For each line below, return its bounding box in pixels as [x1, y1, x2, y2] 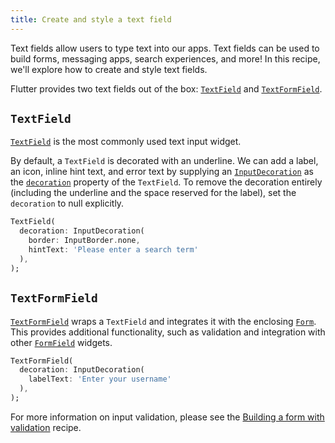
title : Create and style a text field [10, 14, 172, 25]
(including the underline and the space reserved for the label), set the [10, 187, 297, 199]
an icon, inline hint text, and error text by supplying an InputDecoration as [10, 166, 314, 178]
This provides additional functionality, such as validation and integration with [10, 326, 326, 338]
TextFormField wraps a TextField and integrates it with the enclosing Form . [10, 315, 317, 327]
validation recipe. [10, 421, 82, 433]
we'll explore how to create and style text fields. [10, 63, 208, 75]
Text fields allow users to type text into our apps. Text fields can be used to [10, 42, 320, 54]
